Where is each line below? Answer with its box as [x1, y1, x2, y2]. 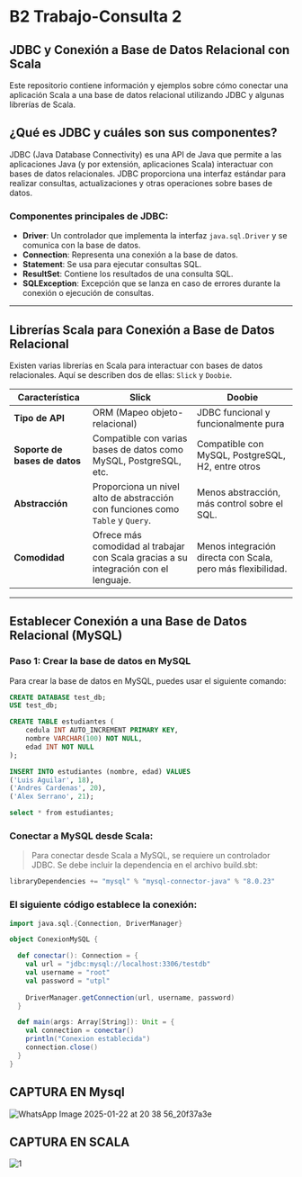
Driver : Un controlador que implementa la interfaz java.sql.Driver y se [22, 230, 288, 241]
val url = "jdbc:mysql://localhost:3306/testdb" [25, 960, 211, 969]
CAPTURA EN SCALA [9, 1134, 130, 1149]
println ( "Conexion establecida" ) [25, 1035, 151, 1044]
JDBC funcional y [196, 406, 271, 418]
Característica [17, 391, 81, 403]
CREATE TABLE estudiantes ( [9, 717, 115, 726]
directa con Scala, [196, 551, 273, 563]
